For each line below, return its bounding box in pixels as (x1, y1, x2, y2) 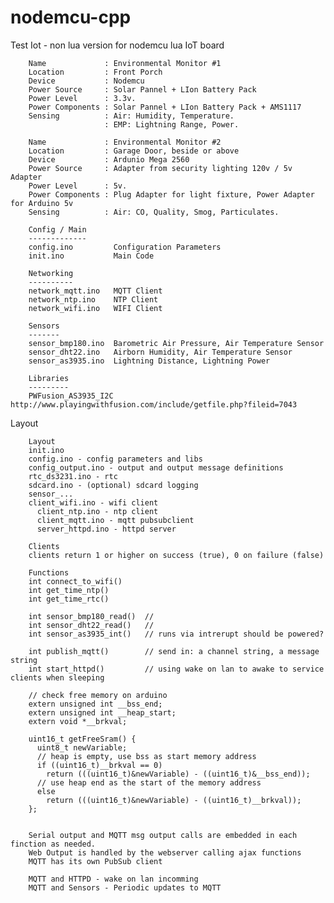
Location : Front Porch (28, 67, 163, 77)
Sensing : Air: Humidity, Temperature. (28, 111, 235, 121)
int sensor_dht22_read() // (28, 620, 155, 630)
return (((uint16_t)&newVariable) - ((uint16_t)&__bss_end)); (46, 769, 311, 779)
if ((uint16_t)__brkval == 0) (36, 760, 163, 770)
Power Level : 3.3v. (28, 93, 137, 103)
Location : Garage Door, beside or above (28, 146, 240, 156)
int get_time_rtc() (28, 594, 110, 604)
